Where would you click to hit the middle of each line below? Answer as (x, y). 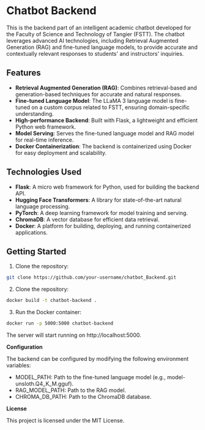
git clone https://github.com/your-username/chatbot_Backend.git (91, 277)
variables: (19, 365)
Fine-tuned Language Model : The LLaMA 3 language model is (94, 100)
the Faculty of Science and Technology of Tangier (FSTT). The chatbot (95, 34)
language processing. (43, 206)
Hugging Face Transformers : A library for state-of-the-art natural (98, 200)
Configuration (24, 347)
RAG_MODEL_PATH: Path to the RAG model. (71, 390)
